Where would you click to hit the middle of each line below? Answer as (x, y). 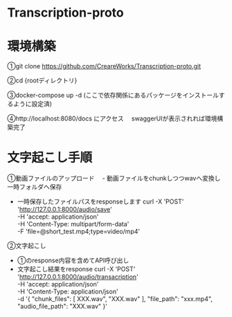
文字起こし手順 (50, 158)
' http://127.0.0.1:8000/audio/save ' (64, 210)
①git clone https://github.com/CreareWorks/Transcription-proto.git (104, 66)
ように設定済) (33, 104)
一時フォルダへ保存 (35, 187)
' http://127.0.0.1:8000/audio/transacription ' (78, 277)
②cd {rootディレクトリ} (42, 80)
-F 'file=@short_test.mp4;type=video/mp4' (79, 232)
